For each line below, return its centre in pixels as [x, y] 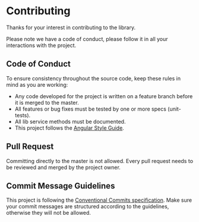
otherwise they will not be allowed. [48, 213]
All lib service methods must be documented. [70, 121]
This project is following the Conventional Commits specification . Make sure [99, 200]
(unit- [174, 109]
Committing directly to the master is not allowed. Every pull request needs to [100, 161]
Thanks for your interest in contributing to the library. [71, 27]
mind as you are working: [37, 85]
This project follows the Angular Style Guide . [70, 128]
